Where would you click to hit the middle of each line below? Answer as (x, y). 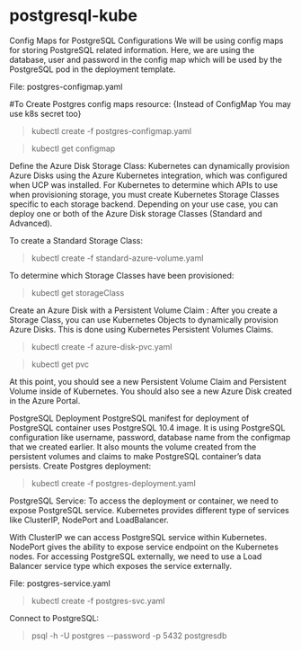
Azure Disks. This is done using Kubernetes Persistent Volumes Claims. (142, 329)
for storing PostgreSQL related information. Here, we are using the (132, 49)
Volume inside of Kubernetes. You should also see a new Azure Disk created (150, 391)
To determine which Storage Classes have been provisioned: (122, 275)
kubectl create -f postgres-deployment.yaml (113, 483)
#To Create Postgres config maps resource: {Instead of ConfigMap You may (150, 103)
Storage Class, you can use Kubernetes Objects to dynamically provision (144, 319)
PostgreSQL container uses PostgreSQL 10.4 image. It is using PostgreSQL (147, 427)
